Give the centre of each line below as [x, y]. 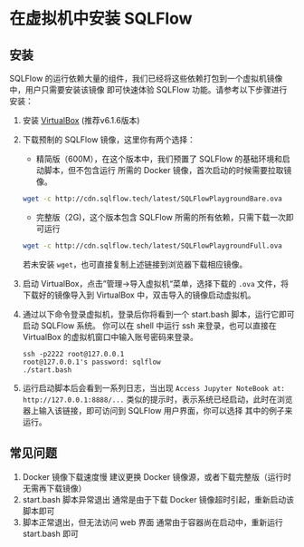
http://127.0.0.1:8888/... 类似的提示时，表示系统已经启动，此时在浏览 [157, 399]
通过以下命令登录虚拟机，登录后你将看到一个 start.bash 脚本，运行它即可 [158, 314]
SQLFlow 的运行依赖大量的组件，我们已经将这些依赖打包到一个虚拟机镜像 [146, 78]
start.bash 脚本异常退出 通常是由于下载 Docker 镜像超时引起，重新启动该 [158, 499]
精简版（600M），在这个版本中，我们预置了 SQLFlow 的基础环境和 [159, 159]
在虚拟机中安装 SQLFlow [101, 19]
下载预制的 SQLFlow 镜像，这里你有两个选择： [109, 140]
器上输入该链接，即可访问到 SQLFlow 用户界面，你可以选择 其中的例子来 [157, 410]
